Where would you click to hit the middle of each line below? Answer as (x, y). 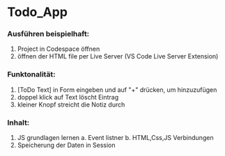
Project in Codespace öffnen (59, 49)
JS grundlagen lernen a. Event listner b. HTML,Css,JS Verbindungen (115, 138)
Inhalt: (18, 123)
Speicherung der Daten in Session (66, 145)
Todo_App (38, 12)
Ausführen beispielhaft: (48, 34)
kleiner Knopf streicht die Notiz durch (71, 104)
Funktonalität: (31, 75)
